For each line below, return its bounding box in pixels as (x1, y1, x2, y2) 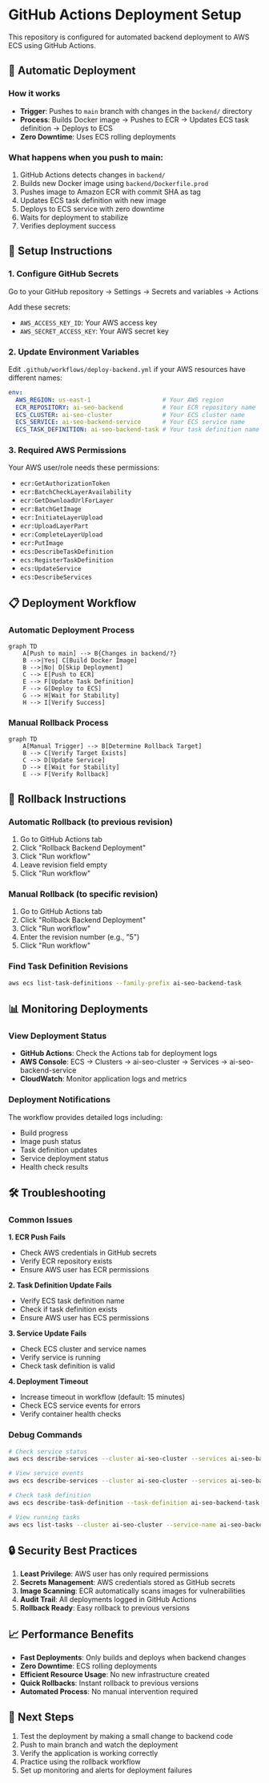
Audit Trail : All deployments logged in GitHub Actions (19, 1595, 197, 1604)
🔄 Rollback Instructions (8, 792, 126, 806)
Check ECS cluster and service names (19, 1344, 147, 1354)
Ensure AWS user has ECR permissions (19, 1265, 150, 1275)
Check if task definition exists (19, 1304, 118, 1314)
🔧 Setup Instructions (8, 245, 113, 258)
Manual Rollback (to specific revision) (8, 888, 159, 900)
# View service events (8, 1470, 84, 1478)
